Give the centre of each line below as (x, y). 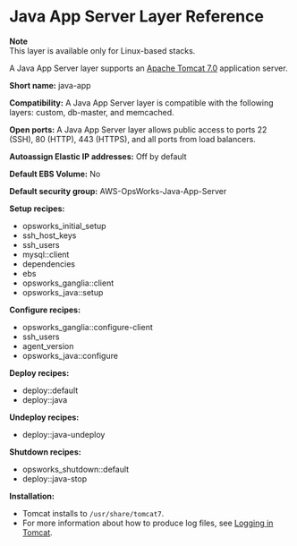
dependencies (49, 264)
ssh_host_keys (49, 235)
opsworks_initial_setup (64, 226)
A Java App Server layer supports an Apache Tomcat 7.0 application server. (148, 68)
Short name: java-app (50, 85)
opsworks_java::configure (70, 355)
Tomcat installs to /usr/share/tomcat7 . (93, 513)
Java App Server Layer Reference (136, 17)
